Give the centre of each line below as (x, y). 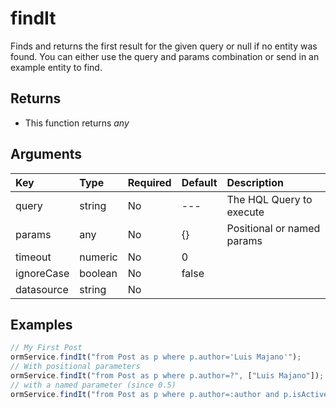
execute (245, 212)
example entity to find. (56, 67)
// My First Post (46, 348)
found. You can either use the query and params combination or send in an (165, 56)
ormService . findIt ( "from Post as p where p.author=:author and (145, 394)
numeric (98, 257)
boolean (98, 273)
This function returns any (77, 123)
